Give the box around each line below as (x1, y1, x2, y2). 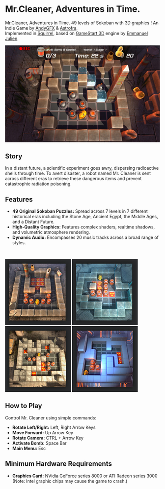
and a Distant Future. (12, 219, 55, 225)
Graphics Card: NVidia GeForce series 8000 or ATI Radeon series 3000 (12, 473, 158, 479)
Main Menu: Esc (12, 445, 46, 451)
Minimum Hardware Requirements (5, 460, 112, 468)
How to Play (5, 402, 43, 410)
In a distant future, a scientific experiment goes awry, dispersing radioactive (5, 165, 159, 171)
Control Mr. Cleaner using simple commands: (5, 414, 97, 420)
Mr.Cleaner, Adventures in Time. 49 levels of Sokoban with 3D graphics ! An (5, 20, 159, 26)
